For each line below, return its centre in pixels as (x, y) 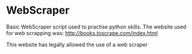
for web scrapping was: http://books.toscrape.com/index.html (82, 33)
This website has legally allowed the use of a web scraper (77, 45)
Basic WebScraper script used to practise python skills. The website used (96, 27)
